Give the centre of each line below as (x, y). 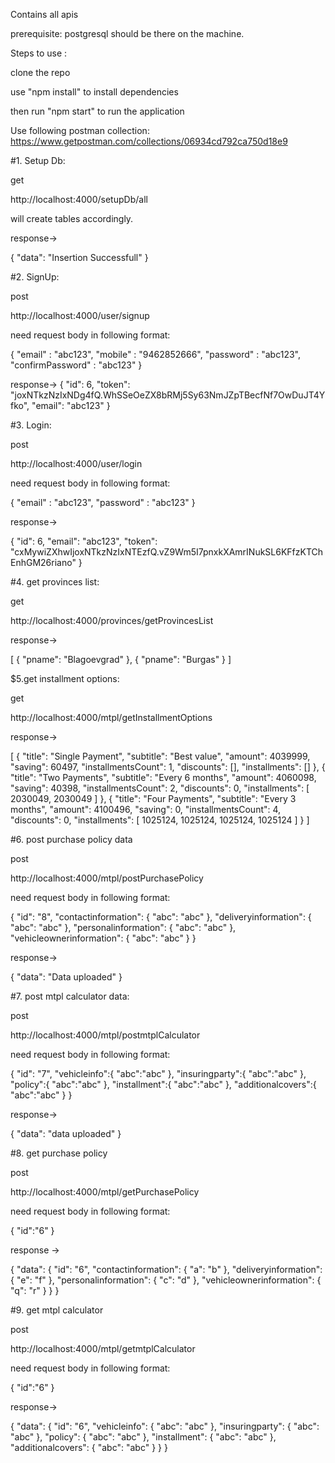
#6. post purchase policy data (71, 839)
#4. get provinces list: (55, 582)
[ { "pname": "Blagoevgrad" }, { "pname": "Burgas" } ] (121, 659)
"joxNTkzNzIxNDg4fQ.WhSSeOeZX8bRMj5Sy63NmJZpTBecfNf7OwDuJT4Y (168, 395)
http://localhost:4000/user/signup (80, 315)
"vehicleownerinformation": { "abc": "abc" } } (103, 938)
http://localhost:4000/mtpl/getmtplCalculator (103, 1348)
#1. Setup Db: (38, 160)
